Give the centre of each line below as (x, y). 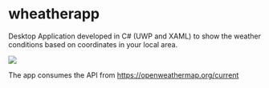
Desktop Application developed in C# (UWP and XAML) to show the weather (134, 36)
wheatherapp (54, 14)
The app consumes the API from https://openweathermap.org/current (124, 75)
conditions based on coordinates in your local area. (93, 44)
